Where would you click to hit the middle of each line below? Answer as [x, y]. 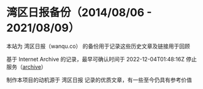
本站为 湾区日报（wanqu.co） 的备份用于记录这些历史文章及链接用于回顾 [98, 46]
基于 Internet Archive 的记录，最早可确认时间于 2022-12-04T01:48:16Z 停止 [102, 59]
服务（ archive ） [27, 67]
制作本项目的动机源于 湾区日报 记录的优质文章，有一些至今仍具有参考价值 [99, 80]
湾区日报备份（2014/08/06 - [79, 13]
